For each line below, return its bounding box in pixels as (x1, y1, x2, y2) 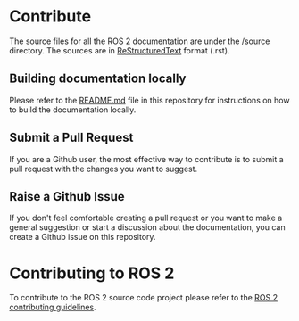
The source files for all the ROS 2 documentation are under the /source (9, 36, 270, 46)
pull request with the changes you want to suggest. (9, 163, 198, 174)
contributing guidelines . (9, 301, 96, 313)
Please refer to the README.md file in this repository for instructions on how (9, 95, 290, 105)
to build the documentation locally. (9, 104, 137, 115)
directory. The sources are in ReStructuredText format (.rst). (9, 45, 230, 55)
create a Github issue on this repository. (9, 232, 156, 243)
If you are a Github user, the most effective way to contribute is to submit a (9, 153, 284, 164)
